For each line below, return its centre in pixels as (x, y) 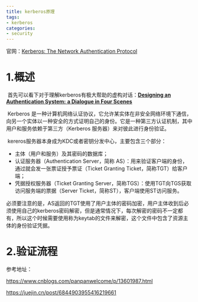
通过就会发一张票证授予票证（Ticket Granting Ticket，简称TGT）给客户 (101, 169)
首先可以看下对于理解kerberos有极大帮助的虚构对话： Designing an (89, 95)
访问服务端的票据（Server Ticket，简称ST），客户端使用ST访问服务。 (98, 191)
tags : (13, 17)
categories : (21, 28)
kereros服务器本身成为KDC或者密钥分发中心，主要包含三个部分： (87, 141)
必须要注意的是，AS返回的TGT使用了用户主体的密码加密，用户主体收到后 (95, 203)
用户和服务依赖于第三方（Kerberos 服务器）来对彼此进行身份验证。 (88, 128)
